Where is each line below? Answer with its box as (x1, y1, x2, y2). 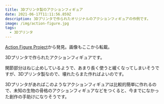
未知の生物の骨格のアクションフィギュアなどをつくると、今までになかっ (13, 88, 159, 93)
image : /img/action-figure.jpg (5, 21, 69, 26)
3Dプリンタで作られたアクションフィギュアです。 (5, 54, 105, 60)
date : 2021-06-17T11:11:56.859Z (5, 12, 71, 17)
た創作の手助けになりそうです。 (5, 94, 70, 100)
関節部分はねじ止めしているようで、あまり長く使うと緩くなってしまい (5, 65, 147, 71)
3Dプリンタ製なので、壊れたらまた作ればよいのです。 (18, 71, 127, 77)
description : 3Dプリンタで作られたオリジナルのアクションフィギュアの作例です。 (5, 16, 151, 21)
